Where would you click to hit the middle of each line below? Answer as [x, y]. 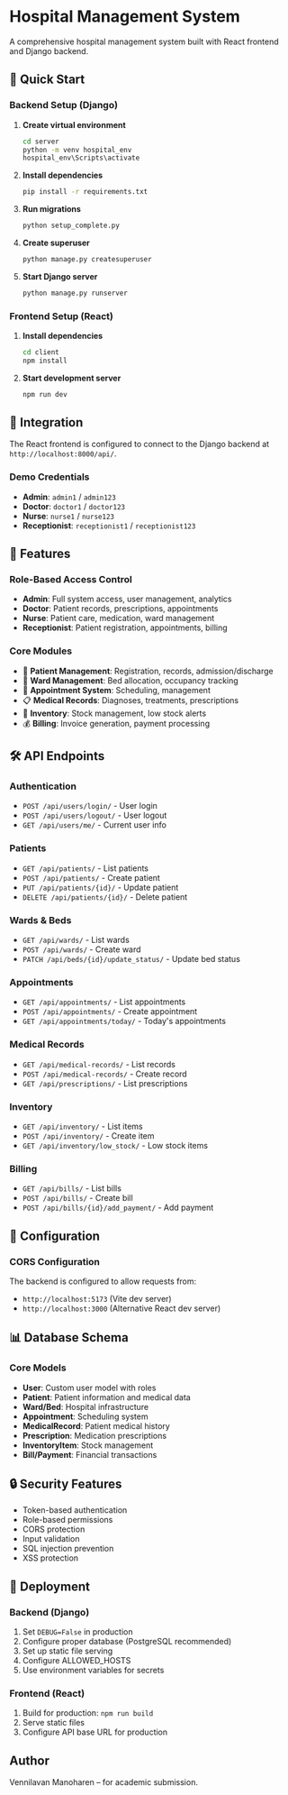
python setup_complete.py [71, 226]
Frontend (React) [47, 1694]
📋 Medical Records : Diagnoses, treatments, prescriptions [130, 700]
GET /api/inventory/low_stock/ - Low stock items [115, 1145]
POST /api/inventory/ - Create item [88, 1136]
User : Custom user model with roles [89, 1387]
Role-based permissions [67, 1520]
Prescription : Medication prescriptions [94, 1435]
